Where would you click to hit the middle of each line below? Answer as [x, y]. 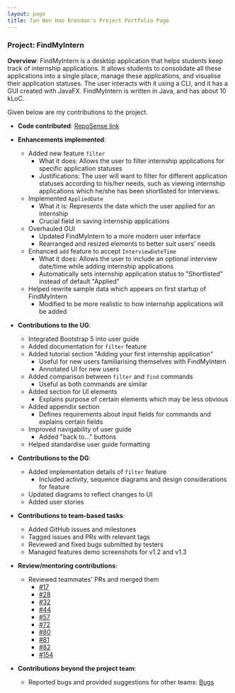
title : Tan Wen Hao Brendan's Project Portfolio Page [88, 21]
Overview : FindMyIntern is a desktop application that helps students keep [115, 60]
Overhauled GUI [52, 228]
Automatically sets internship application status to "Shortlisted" [131, 274]
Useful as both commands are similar [93, 384]
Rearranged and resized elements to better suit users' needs [127, 243]
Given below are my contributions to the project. [78, 112]
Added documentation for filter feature [87, 346]
